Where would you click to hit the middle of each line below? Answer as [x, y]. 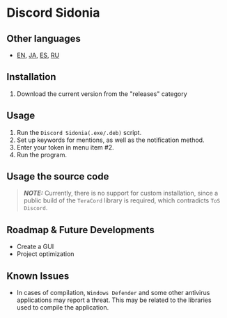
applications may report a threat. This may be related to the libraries [114, 300]
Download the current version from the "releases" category [102, 94]
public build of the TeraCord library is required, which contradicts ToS [122, 200]
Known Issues [38, 276]
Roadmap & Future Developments [80, 230]
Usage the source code [58, 176]
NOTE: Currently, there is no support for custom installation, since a [121, 193]
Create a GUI [35, 247]
